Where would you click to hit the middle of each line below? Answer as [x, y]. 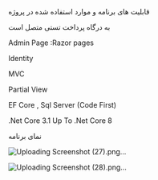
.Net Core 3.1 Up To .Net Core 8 [60, 121]
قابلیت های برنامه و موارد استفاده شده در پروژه [79, 12]
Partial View [28, 89]
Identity [21, 58]
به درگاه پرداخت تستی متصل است [59, 27]
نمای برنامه [25, 136]
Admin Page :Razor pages [51, 43]
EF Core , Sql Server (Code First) [63, 105]
